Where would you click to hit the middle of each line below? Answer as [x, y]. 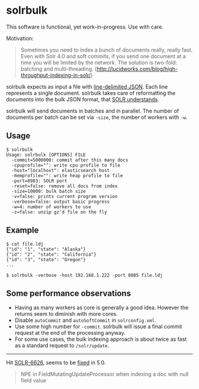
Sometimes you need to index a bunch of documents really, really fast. [107, 50]
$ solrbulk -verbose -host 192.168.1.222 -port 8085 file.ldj [84, 275]
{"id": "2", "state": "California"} [51, 254]
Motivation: [20, 38]
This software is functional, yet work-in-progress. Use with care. [85, 27]
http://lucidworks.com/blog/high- [137, 68]
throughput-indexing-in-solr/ [56, 75]
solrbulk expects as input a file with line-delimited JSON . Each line [87, 86]
